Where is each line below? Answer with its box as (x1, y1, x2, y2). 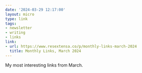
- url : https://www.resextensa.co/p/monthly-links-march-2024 (5, 44, 137, 49)
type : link (5, 16, 28, 21)
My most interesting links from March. (5, 62, 83, 68)
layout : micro (5, 12, 35, 17)
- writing (5, 30, 26, 35)
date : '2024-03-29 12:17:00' (5, 7, 66, 12)
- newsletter (5, 26, 32, 31)
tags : (5, 21, 16, 26)
